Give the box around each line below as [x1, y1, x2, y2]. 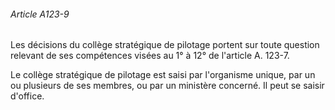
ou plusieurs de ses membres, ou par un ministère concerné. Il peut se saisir [10, 80, 325, 92]
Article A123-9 [10, 8, 70, 20]
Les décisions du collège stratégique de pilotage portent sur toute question [10, 39, 320, 51]
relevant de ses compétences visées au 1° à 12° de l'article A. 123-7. [10, 50, 290, 62]
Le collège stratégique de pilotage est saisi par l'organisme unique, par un [10, 69, 316, 81]
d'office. [10, 90, 45, 102]
